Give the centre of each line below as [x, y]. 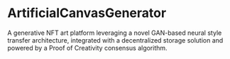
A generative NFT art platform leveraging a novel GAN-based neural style [115, 33]
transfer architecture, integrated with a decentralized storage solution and [115, 40]
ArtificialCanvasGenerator [87, 13]
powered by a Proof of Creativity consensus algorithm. [88, 48]
